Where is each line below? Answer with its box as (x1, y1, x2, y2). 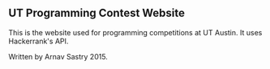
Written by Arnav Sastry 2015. (8, 51, 108, 61)
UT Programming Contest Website (8, 6, 185, 20)
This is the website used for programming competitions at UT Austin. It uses (8, 27, 263, 37)
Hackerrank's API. (8, 36, 69, 46)
